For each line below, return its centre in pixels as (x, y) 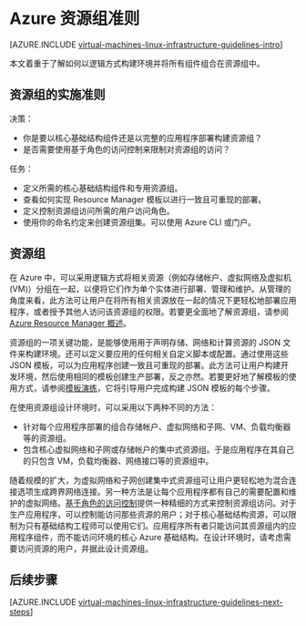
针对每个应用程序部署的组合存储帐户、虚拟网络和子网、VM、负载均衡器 (157, 426)
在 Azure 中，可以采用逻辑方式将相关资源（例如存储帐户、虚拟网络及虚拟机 (150, 277)
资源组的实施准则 (57, 95)
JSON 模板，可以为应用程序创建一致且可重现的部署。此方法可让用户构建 (145, 364)
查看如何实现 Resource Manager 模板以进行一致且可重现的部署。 (144, 199)
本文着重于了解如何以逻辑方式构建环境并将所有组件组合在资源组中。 (137, 63)
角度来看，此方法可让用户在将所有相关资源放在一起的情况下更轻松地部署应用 (153, 300)
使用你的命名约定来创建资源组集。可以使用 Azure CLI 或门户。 (139, 222)
